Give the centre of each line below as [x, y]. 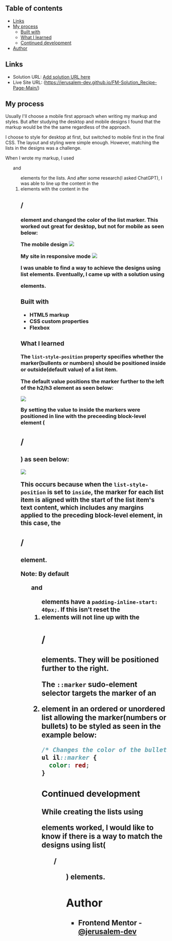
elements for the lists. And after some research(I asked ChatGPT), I [91, 178]
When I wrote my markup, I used [40, 158]
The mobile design [44, 245]
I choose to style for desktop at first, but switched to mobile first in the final [85, 137]
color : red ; [69, 765]
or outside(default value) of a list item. [69, 370]
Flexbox [40, 328]
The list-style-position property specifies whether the [92, 357]
